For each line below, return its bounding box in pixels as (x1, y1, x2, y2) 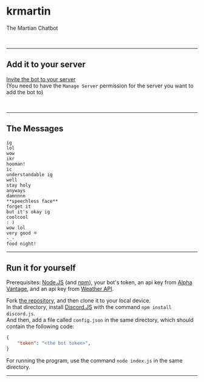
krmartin (6, 4, 51, 18)
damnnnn (6, 193, 26, 199)
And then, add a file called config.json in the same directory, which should (6, 316, 194, 324)
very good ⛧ (6, 230, 38, 236)
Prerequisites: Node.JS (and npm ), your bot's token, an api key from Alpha (6, 279, 192, 286)
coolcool (6, 214, 29, 220)
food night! (6, 240, 36, 247)
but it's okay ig (6, 208, 50, 215)
